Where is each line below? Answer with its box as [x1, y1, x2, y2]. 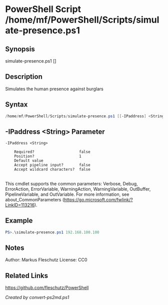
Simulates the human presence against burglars [5, 86, 103, 92]
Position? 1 [14, 154, 81, 159]
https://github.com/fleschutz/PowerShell [5, 284, 89, 291]
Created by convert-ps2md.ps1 [5, 294, 69, 300]
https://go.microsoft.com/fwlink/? [64, 196, 133, 202]
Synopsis [5, 45, 35, 53]
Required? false [14, 149, 91, 155]
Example [5, 216, 33, 225]
